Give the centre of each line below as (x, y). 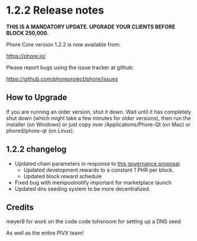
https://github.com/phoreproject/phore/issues (62, 79)
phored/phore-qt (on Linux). (41, 130)
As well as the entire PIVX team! (45, 233)
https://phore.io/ (26, 56)
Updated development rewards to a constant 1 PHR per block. (98, 170)
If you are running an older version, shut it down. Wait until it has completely (99, 112)
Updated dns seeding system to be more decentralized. (83, 189)
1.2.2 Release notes (55, 10)
